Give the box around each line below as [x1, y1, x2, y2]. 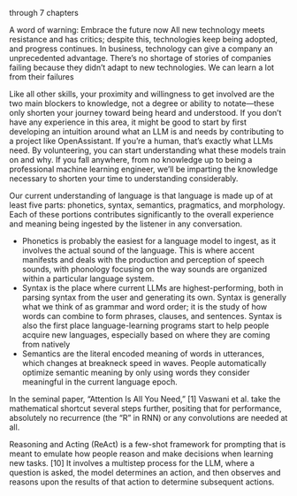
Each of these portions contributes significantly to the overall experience [9, 210, 274, 219]
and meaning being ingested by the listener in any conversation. [9, 218, 243, 229]
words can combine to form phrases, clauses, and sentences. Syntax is [21, 311, 283, 321]
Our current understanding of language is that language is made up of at [9, 190, 274, 201]
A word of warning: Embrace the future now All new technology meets [9, 25, 265, 34]
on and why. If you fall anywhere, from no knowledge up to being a [9, 155, 253, 164]
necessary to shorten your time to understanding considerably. [9, 173, 239, 184]
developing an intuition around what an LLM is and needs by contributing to [9, 126, 285, 136]
